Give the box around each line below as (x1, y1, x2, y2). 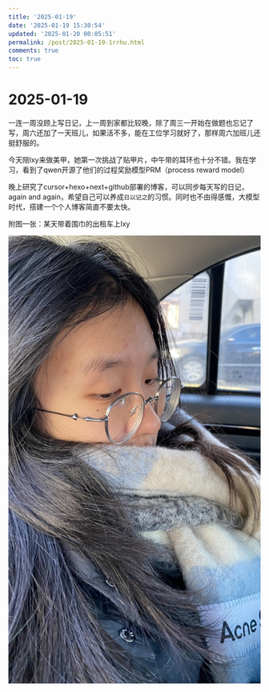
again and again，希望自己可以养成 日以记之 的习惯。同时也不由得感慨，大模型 (8, 192, 260, 202)
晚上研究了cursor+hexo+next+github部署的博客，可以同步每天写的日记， (8, 182, 249, 191)
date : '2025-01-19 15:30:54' (8, 21, 106, 30)
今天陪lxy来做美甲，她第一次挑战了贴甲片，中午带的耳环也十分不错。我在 (8, 154, 250, 164)
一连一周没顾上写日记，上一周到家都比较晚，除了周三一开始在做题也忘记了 (8, 118, 254, 127)
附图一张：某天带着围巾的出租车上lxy (8, 218, 130, 228)
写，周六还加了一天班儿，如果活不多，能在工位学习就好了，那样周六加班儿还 (8, 128, 261, 138)
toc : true (8, 55, 42, 63)
